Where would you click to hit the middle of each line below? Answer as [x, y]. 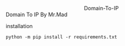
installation [19, 26]
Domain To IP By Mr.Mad [37, 14]
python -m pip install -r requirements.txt [62, 37]
